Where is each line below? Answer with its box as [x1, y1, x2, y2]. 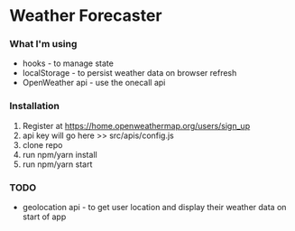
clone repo [22, 139, 63, 150]
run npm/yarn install [22, 149, 97, 160]
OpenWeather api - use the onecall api [22, 78, 166, 88]
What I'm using [9, 38, 78, 51]
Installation [9, 100, 60, 113]
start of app [22, 211, 67, 222]
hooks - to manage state [22, 58, 115, 69]
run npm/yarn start [22, 159, 93, 170]
